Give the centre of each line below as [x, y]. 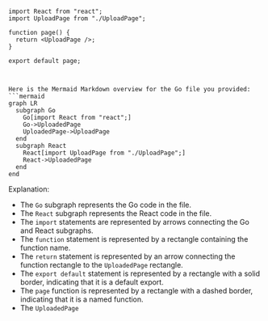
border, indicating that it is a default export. [92, 282]
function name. [45, 248]
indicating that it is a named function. [82, 299]
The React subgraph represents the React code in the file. [116, 213]
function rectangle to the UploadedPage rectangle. [101, 265]
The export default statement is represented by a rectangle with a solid [140, 273]
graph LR [23, 103]
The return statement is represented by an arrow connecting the [128, 256]
